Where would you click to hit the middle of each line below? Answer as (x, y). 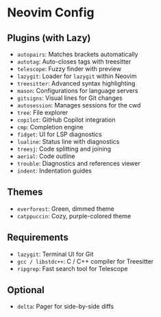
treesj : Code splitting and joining (64, 149)
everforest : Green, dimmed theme (66, 208)
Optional (26, 290)
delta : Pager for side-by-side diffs (65, 307)
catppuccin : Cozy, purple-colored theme (74, 216)
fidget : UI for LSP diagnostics (59, 134)
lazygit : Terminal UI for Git (55, 254)
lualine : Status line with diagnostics (68, 141)
